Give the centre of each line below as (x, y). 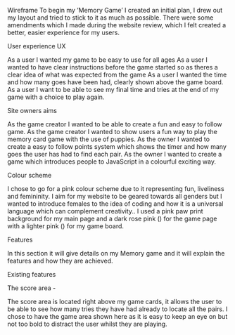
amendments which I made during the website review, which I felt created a (117, 25)
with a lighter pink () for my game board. (66, 226)
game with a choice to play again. (56, 97)
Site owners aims (32, 111)
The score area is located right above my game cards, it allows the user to (115, 302)
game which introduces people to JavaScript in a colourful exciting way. (112, 162)
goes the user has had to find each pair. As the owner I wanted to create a (115, 154)
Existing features (32, 274)
